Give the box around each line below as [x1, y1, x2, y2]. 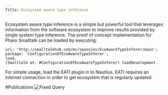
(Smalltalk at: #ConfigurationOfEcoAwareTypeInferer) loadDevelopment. [5, 60, 158, 65]
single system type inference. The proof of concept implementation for [5, 32, 152, 38]
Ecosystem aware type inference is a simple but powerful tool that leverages [5, 21, 163, 27]
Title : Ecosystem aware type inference [5, 7, 89, 13]
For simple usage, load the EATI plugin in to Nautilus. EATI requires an [5, 69, 149, 75]
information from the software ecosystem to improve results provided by [5, 26, 155, 33]
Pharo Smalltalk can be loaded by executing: [5, 37, 97, 43]
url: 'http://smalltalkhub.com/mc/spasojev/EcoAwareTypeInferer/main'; [5, 47, 158, 52]
